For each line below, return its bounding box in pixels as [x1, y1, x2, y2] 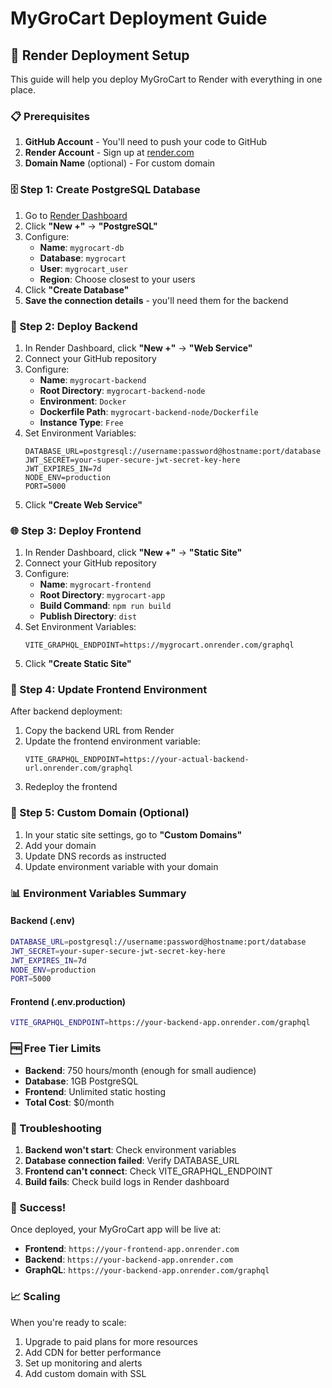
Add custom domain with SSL [24, 1367, 147, 1379]
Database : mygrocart [39, 252, 127, 264]
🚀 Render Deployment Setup [10, 47, 190, 64]
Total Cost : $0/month [24, 1096, 115, 1108]
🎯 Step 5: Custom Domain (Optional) [10, 806, 190, 820]
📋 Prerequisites [10, 109, 90, 123]
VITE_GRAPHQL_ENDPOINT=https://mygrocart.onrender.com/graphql [24, 640, 295, 651]
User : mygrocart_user [39, 262, 128, 274]
